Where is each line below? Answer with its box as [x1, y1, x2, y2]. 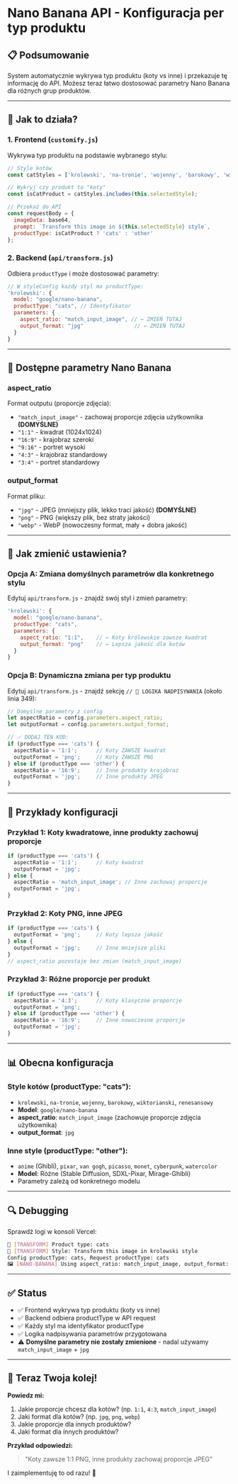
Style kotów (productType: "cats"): [7, 1082, 131, 1092]
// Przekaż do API [7, 203, 62, 210]
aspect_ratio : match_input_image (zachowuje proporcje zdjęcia [17, 1113, 201, 1121]
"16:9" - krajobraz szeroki [17, 436, 94, 444]
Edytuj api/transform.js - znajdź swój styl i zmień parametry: [7, 594, 188, 603]
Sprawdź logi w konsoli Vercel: [7, 1227, 97, 1235]
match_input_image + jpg [17, 1345, 90, 1354]
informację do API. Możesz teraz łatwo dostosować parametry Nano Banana [7, 79, 230, 87]
